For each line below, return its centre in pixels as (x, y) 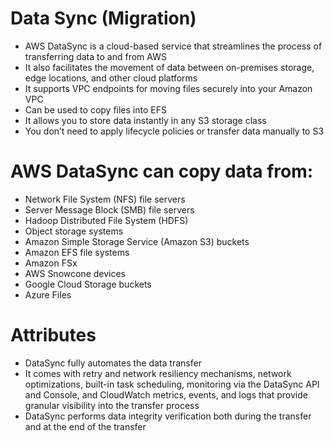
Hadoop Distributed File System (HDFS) (106, 220)
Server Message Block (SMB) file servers (109, 209)
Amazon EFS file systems (77, 252)
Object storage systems (74, 231)
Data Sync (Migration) (103, 18)
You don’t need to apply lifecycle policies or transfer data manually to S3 (174, 131)
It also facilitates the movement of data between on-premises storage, (169, 67)
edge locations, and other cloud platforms (111, 78)
